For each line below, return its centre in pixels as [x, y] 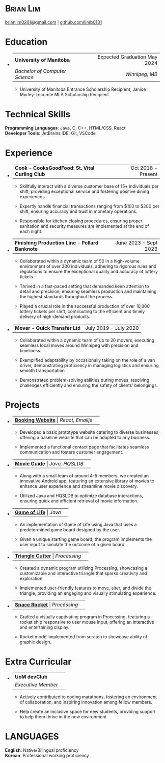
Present [149, 174]
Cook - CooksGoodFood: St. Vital [55, 168]
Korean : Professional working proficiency [47, 755]
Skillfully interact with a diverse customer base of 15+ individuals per [89, 186]
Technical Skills [38, 115]
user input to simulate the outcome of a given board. [73, 544]
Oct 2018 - [144, 168]
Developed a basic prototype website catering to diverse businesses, [89, 432]
